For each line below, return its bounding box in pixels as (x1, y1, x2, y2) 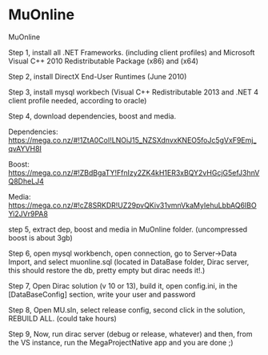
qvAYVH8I (8, 143, 42, 153)
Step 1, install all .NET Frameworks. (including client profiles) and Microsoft (8, 47, 255, 57)
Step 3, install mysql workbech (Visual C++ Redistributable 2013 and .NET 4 (8, 87, 258, 97)
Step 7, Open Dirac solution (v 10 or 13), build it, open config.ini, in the (8, 280, 238, 290)
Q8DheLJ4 (8, 176, 44, 186)
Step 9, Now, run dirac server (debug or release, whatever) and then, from (8, 329, 253, 338)
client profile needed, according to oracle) (8, 95, 147, 105)
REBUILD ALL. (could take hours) (8, 313, 118, 323)
